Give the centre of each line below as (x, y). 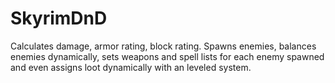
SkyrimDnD (59, 18)
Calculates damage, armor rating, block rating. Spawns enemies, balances (163, 46)
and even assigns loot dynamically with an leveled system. (131, 67)
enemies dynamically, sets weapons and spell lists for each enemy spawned (167, 56)
